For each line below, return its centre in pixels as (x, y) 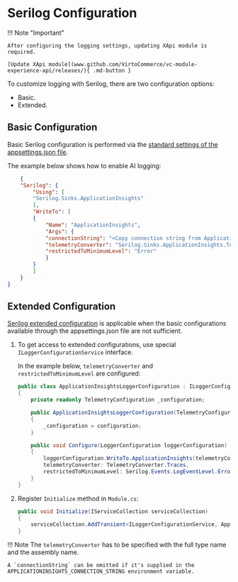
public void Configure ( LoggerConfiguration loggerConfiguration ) (129, 445)
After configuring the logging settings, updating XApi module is (107, 45)
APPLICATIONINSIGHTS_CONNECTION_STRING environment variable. (101, 572)
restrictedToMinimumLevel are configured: (79, 373)
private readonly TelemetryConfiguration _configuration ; (118, 400)
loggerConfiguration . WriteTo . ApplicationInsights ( (120, 459)
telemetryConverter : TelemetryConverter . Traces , (117, 465)
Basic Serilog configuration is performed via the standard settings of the (113, 144)
